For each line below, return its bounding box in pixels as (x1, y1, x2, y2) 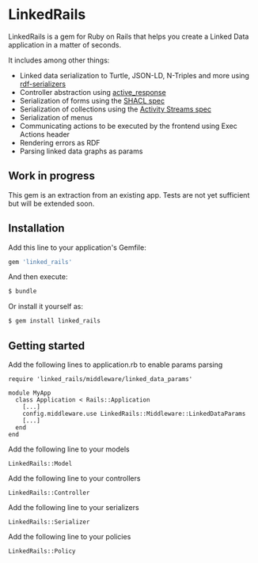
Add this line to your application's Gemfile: (8, 243, 146, 252)
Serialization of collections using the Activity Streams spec (19, 104, 212, 114)
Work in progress (8, 169, 95, 183)
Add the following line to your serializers (8, 503, 140, 512)
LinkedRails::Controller (8, 489, 90, 497)
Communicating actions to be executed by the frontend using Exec (19, 121, 237, 130)
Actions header (19, 129, 70, 139)
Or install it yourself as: (8, 302, 83, 312)
